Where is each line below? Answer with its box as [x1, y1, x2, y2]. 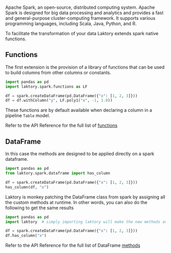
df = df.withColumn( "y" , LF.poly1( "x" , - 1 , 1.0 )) [5, 98, 113, 103]
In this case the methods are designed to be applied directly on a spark [5, 151, 155, 157]
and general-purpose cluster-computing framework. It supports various [5, 15, 156, 21]
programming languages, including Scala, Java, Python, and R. [5, 20, 137, 26]
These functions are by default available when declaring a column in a [5, 107, 153, 114]
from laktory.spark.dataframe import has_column [5, 171, 110, 176]
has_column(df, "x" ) [5, 184, 49, 190]
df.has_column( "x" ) [5, 233, 47, 238]
